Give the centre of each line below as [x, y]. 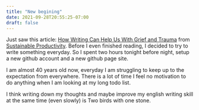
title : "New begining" [34, 12]
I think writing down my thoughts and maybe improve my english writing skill [100, 94]
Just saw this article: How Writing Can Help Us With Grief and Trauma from [98, 40]
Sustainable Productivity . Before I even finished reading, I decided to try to [97, 46]
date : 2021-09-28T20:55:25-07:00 [48, 17]
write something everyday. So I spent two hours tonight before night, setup [98, 52]
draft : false [22, 23]
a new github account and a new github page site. [67, 59]
